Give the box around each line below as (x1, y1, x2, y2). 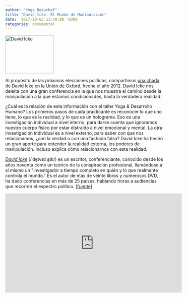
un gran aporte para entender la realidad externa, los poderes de (5, 141, 140, 147)
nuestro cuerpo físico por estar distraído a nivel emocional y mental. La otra (5, 125, 163, 131)
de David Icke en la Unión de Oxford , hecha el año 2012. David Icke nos (5, 83, 154, 89)
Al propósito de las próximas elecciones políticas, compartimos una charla (5, 78, 160, 84)
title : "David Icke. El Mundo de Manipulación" (5, 12, 107, 17)
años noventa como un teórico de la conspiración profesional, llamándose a (5, 162, 163, 168)
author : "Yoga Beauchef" (5, 7, 57, 13)
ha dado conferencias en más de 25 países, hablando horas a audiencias (5, 178, 157, 184)
